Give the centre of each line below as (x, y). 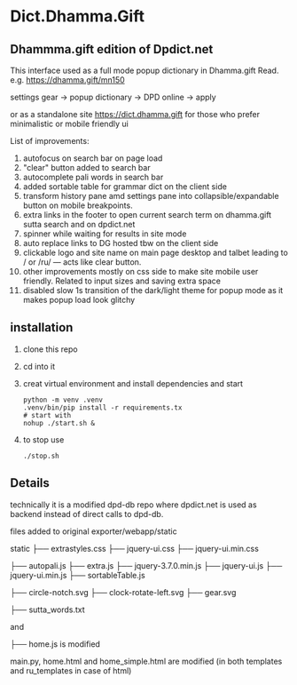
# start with (47, 415)
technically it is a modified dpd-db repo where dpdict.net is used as (133, 505)
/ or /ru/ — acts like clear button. (82, 262)
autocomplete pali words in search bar (93, 177)
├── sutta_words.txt (47, 609)
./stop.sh (41, 456)
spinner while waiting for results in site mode (105, 234)
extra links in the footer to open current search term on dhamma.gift (147, 215)
